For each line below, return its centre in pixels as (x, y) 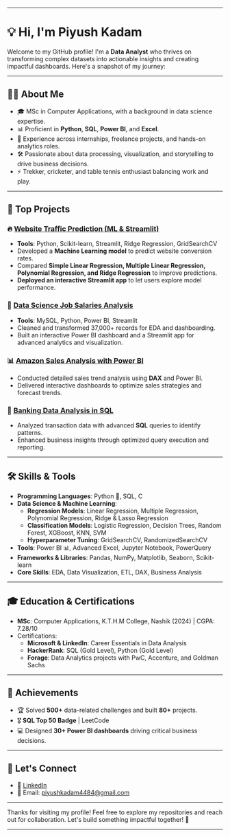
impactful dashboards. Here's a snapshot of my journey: (86, 66)
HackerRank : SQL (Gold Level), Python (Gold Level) (100, 650)
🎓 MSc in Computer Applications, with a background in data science (115, 111)
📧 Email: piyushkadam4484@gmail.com (73, 792)
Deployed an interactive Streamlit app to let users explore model (109, 280)
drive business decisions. (53, 164)
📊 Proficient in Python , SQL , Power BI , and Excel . (88, 129)
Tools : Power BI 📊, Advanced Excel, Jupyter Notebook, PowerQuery (114, 548)
